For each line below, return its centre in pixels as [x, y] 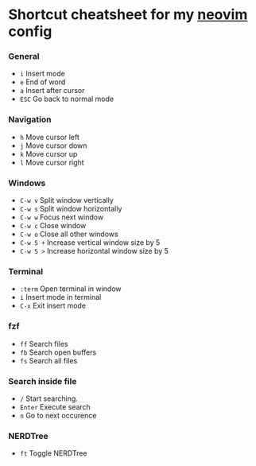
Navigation [30, 119]
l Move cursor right [52, 162]
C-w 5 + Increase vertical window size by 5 [90, 243]
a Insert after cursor [52, 91]
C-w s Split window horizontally [71, 209]
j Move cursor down [53, 146]
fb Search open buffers [58, 352]
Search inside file [43, 381]
